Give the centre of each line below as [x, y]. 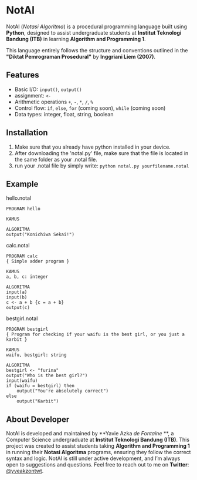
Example [22, 184]
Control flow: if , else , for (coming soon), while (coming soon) [90, 108]
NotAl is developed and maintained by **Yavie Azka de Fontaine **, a [90, 434]
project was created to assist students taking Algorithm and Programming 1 [98, 446]
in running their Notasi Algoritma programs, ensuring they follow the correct [98, 452]
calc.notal [18, 246]
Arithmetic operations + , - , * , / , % [54, 102]
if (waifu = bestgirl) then [40, 386]
